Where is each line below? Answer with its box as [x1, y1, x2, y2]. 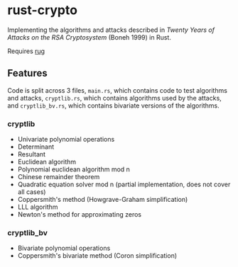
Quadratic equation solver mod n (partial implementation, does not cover [17, 180, 231, 189]
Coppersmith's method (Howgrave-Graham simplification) [17, 195, 188, 204]
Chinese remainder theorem [17, 173, 100, 181]
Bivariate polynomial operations [17, 244, 111, 253]
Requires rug [7, 47, 45, 55]
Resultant [17, 150, 46, 159]
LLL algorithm [17, 203, 58, 211]
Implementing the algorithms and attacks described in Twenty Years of [7, 25, 215, 34]
